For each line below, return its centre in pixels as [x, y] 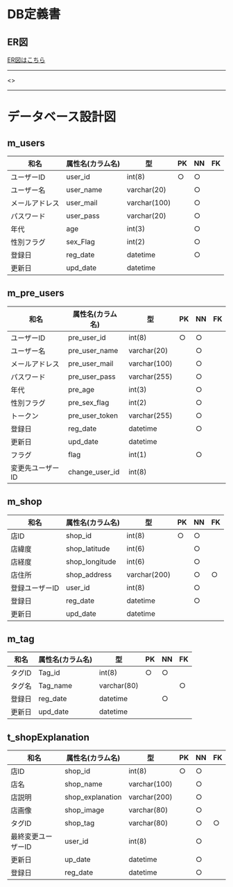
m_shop [25, 502]
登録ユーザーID [35, 588]
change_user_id [94, 472]
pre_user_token [93, 415]
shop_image [85, 810]
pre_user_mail [91, 363]
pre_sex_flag [89, 402]
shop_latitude [88, 549]
